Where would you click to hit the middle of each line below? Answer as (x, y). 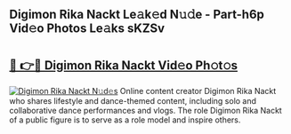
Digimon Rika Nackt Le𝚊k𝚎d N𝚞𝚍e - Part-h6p (137, 15)
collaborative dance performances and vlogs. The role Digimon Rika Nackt (145, 110)
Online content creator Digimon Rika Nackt (198, 91)
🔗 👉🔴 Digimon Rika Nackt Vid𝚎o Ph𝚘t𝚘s (124, 65)
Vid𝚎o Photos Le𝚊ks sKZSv (87, 29)
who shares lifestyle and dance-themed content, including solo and (133, 101)
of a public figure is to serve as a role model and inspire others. (125, 120)
